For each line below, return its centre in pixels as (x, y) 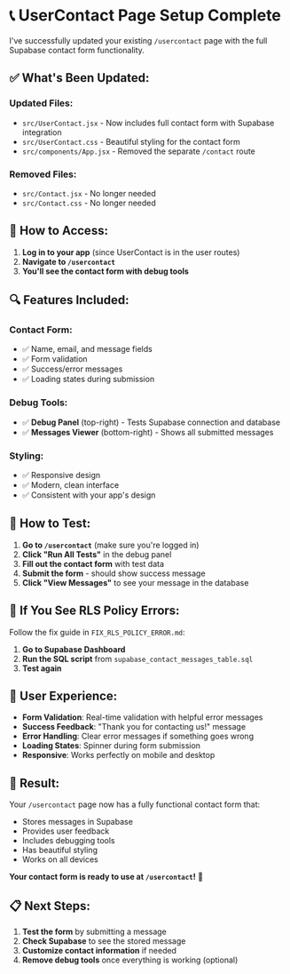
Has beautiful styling (59, 850)
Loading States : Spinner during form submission (111, 746)
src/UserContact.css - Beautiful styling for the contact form (131, 141)
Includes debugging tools (68, 841)
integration (42, 132)
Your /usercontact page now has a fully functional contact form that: (135, 804)
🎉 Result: (35, 783)
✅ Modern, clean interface (71, 485)
